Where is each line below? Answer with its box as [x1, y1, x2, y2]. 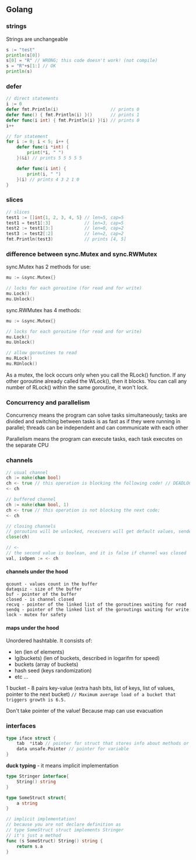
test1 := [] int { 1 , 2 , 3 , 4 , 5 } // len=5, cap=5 [6, 215, 124, 220]
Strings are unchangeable [6, 35, 68, 43]
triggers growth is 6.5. [6, 697, 66, 703]
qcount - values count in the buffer [6, 581, 98, 587]
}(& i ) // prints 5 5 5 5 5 [16, 155, 82, 161]
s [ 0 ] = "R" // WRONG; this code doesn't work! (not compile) [6, 58, 158, 64]
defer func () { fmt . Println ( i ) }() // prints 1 [6, 112, 140, 118]
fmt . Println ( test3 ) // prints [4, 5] [6, 236, 127, 242]
